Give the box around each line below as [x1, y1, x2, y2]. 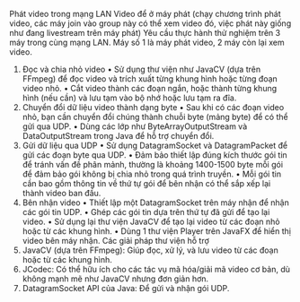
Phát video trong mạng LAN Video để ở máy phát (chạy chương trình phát [9, 9, 281, 19]
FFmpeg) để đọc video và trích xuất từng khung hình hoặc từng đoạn [22, 73, 278, 84]
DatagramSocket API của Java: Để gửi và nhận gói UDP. [22, 283, 230, 293]
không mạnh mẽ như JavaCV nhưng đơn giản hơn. [22, 273, 209, 284]
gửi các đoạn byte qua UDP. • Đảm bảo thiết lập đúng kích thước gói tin [22, 150, 287, 160]
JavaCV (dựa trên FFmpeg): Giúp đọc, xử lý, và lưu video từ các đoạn [22, 245, 278, 255]
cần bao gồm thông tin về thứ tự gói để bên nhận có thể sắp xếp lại [22, 178, 271, 188]
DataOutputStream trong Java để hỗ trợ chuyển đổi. [22, 131, 215, 141]
